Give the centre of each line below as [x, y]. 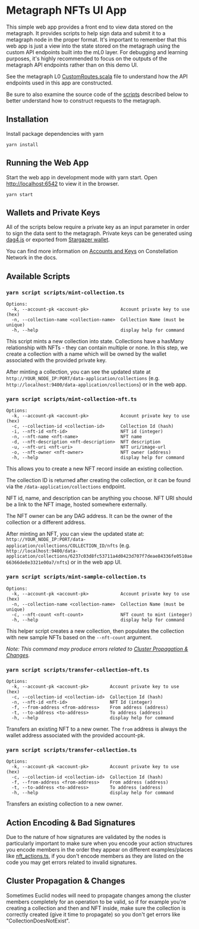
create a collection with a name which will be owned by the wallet [86, 354]
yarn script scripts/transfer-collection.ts [72, 750]
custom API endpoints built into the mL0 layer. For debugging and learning [97, 52]
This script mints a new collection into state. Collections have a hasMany [95, 341]
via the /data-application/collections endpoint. [66, 487]
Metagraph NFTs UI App [66, 10]
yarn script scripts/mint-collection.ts [65, 292]
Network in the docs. [32, 257]
